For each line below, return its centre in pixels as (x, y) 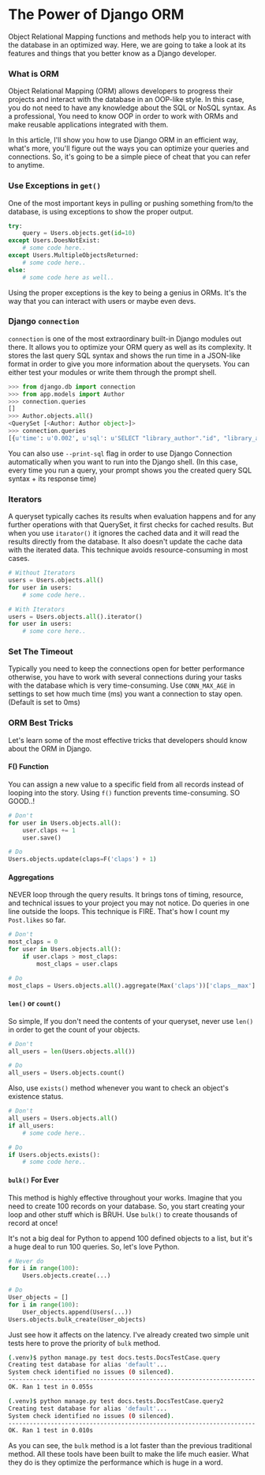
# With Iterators (37, 609)
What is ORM (34, 74)
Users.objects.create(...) (67, 1276)
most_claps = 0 (33, 942)
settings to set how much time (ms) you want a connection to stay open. (125, 694)
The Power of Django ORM (96, 15)
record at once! (33, 1223)
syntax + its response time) (52, 478)
